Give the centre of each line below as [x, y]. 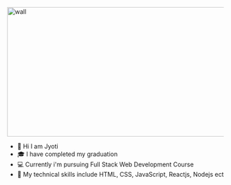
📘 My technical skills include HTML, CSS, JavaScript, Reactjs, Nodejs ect [120, 174]
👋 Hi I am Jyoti [37, 146]
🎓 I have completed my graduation [67, 154]
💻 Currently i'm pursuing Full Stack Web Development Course [105, 164]
